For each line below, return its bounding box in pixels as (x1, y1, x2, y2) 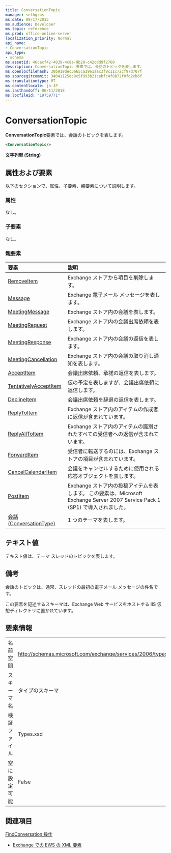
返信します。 (67, 386, 98, 393)
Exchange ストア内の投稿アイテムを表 (67, 482, 159, 489)
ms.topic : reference (5, 26, 49, 32)
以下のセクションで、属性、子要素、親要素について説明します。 (5, 183, 138, 189)
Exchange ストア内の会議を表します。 (67, 308, 159, 316)
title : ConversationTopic (5, 7, 60, 13)
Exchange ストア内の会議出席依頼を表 (67, 318, 159, 325)
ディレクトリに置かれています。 (9, 607, 76, 613)
